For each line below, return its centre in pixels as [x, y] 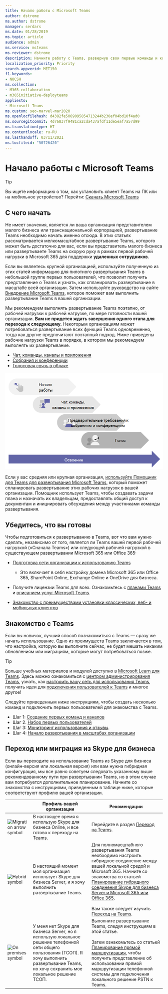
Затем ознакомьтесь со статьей [126, 942]
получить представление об [122, 958]
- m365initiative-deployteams [37, 95]
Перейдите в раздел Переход [123, 825]
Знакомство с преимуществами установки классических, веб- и [82, 602]
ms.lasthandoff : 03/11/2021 [34, 137]
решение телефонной [56, 942]
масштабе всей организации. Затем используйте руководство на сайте [82, 288]
